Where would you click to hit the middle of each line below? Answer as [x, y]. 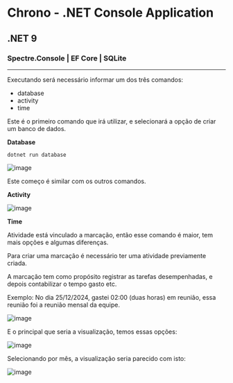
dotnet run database [37, 155]
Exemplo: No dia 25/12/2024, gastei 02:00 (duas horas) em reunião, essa [112, 297]
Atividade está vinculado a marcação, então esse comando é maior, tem [110, 235]
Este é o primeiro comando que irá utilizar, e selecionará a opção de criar [112, 121]
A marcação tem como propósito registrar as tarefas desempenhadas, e [110, 276]
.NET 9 [22, 39]
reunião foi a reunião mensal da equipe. [63, 305]
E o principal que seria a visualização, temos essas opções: [92, 332]
